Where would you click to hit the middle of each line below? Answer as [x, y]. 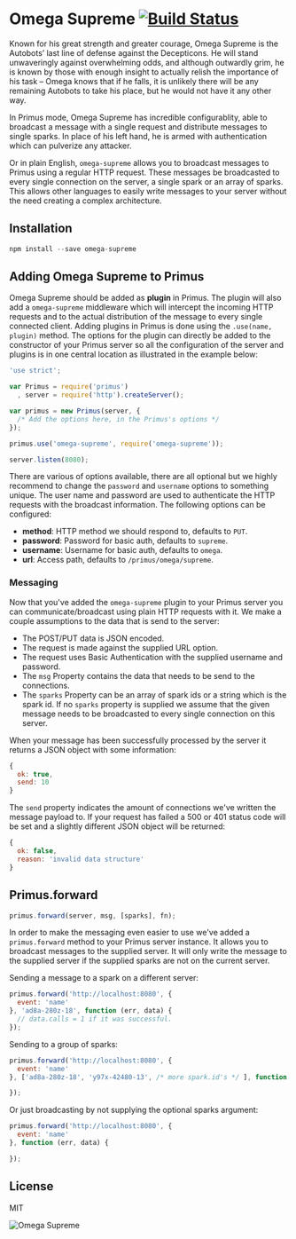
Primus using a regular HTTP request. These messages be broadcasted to [144, 172]
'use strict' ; [35, 371]
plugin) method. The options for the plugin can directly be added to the [140, 335]
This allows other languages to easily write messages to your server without [148, 191]
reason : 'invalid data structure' [81, 859]
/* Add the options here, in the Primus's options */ [118, 419]
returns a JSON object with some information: [93, 749]
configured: [30, 514]
